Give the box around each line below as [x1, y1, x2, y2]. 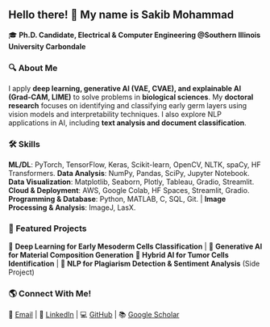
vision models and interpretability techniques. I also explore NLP [8, 110, 222, 119]
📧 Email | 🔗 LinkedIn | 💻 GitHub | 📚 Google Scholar [8, 310, 180, 319]
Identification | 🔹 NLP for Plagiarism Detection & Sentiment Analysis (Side [8, 258, 260, 268]
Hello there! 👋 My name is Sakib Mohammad [8, 8, 235, 22]
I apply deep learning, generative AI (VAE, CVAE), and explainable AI [8, 84, 242, 94]
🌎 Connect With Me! [8, 287, 92, 299]
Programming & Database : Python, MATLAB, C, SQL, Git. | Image [8, 195, 226, 204]
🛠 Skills [8, 139, 40, 150]
